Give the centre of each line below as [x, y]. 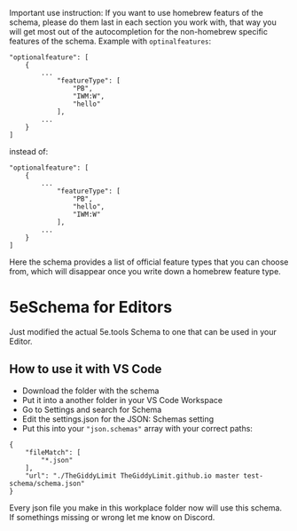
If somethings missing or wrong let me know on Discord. [112, 517]
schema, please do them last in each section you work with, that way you [143, 22]
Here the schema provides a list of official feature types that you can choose [149, 262]
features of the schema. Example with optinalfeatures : [110, 41]
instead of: [29, 151]
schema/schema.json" [47, 483]
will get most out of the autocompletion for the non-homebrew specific [139, 32]
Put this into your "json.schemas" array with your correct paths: [137, 428]
